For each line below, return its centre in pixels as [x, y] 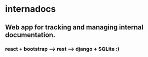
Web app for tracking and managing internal [74, 27]
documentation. [30, 35]
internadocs [30, 9]
